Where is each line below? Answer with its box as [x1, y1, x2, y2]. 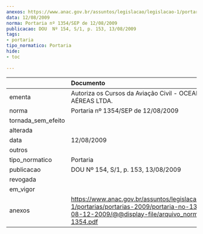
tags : [6, 31, 20, 37]
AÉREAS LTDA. [71, 96, 113, 105]
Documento [71, 79, 106, 87]
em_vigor [9, 185, 35, 193]
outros [9, 146, 28, 154]
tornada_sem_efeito [9, 116, 65, 125]
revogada [9, 175, 36, 183]
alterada [9, 126, 33, 134]
